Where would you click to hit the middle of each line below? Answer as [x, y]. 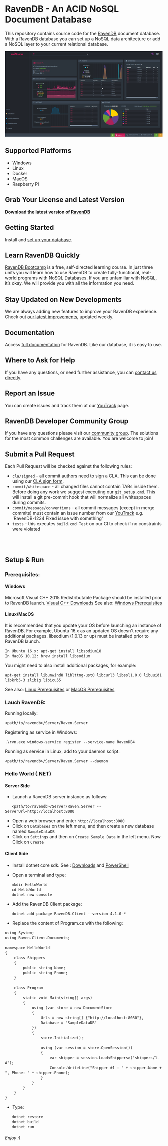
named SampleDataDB [33, 831]
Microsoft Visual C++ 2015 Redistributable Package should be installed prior [84, 597]
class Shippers [30, 958]
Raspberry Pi [26, 184]
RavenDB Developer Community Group [67, 421]
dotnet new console [32, 895]
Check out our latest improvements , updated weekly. [59, 317]
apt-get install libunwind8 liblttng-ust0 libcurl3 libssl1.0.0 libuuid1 [84, 675]
